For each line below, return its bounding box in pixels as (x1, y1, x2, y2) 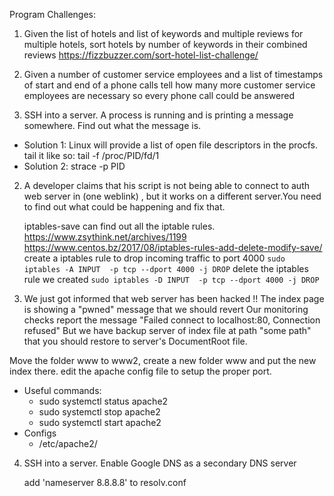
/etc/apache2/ (38, 438, 98, 449)
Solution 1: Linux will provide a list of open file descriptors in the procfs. (23, 139, 318, 151)
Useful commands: (23, 385, 102, 396)
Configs (23, 427, 57, 439)
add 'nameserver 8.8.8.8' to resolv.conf (23, 477, 187, 488)
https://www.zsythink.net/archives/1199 (23, 231, 187, 243)
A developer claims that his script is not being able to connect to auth (23, 180, 310, 191)
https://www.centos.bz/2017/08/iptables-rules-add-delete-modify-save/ (23, 242, 323, 253)
